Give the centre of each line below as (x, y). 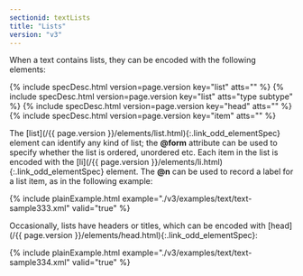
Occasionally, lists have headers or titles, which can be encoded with (138, 225)
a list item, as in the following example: (81, 181)
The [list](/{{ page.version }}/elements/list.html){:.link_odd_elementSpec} (145, 133)
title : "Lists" (38, 26)
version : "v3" (36, 34)
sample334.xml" (40, 262)
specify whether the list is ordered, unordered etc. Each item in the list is (144, 152)
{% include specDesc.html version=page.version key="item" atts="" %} (143, 116)
